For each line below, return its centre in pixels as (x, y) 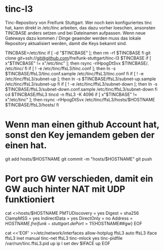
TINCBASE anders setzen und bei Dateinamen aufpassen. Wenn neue (75, 33)
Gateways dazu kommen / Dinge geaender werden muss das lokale (73, 38)
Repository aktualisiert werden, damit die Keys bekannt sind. (66, 43)
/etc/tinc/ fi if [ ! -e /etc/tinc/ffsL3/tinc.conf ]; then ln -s (60, 68)
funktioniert (30, 200)
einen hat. (26, 146)
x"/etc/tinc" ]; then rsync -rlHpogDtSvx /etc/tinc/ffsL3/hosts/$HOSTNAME (80, 99)
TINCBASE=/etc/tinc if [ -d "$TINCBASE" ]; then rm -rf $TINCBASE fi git (78, 53)
